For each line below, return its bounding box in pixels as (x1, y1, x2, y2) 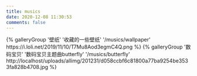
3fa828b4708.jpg (6, 64, 49, 71)
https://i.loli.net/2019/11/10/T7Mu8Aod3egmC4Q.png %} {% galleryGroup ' (6, 43, 186, 50)
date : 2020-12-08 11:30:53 (6, 14, 72, 20)
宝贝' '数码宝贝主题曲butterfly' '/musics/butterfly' (11, 51, 130, 58)
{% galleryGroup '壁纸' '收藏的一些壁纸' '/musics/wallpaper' (6, 36, 151, 43)
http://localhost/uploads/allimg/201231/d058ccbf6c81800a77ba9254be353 (6, 57, 189, 64)
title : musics (6, 8, 41, 15)
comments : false (6, 19, 46, 25)
